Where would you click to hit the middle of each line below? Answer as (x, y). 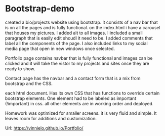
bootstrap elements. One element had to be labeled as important (71, 98)
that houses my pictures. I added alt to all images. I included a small (74, 33)
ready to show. (20, 68)
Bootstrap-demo (40, 9)
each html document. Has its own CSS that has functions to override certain (82, 93)
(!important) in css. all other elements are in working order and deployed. (80, 103)
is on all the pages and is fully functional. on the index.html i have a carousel (83, 27)
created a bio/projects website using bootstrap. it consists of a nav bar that (82, 22)
